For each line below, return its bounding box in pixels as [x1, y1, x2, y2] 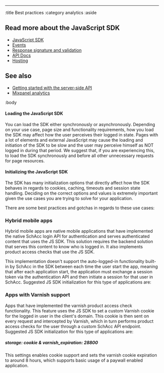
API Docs [12, 52, 31, 58]
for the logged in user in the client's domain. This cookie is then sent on [5, 313, 149, 319]
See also [5, 72, 32, 80]
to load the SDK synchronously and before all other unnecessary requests [5, 153, 154, 158]
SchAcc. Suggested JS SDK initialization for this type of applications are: [5, 279, 151, 285]
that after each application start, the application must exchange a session [5, 269, 153, 275]
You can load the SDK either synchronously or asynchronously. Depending [5, 121, 155, 127]
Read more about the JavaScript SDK [5, 24, 120, 32]
